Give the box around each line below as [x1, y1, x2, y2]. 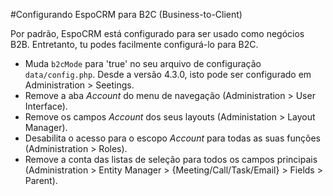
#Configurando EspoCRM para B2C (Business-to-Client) [10, 9, 243, 20]
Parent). [24, 175, 58, 186]
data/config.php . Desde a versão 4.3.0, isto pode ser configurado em [24, 69, 312, 80]
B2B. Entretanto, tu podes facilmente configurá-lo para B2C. [10, 39, 259, 50]
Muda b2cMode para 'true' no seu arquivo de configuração [24, 58, 262, 69]
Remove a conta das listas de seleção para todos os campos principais [24, 154, 318, 165]
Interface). [24, 100, 68, 112]
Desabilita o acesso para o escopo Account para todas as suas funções [24, 132, 321, 144]
